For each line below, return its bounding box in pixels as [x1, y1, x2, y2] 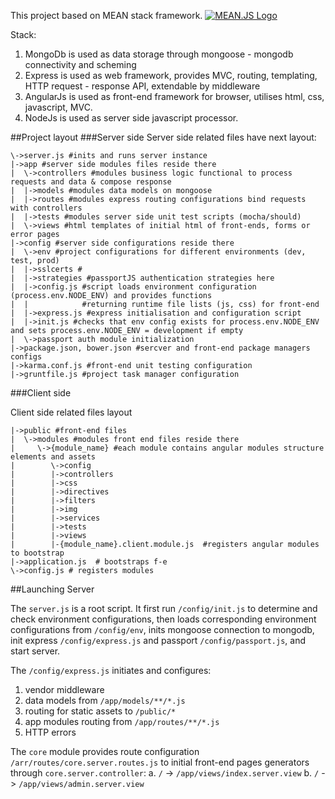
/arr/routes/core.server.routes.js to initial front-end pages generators [10, 756, 310, 768]
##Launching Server [10, 583, 95, 595]
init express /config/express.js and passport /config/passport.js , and [10, 635, 307, 646]
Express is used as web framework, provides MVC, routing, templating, [24, 70, 318, 81]
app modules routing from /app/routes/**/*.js [24, 716, 220, 727]
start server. [10, 645, 61, 657]
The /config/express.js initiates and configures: [10, 665, 212, 676]
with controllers [10, 203, 83, 213]
